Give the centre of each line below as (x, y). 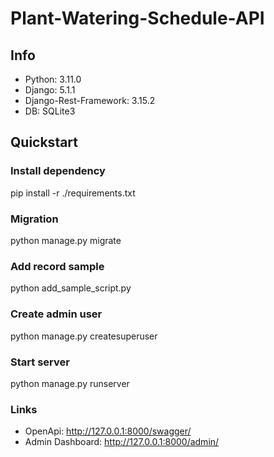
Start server (40, 362)
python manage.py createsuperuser (84, 336)
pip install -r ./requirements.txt (73, 193)
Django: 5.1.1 (50, 90)
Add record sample (57, 266)
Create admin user (56, 314)
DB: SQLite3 (50, 111)
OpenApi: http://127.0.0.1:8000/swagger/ (108, 431)
